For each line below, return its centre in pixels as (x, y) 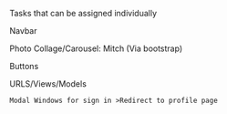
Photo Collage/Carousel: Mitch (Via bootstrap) (96, 48)
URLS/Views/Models (48, 84)
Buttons (24, 66)
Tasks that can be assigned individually (83, 13)
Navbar (23, 31)
